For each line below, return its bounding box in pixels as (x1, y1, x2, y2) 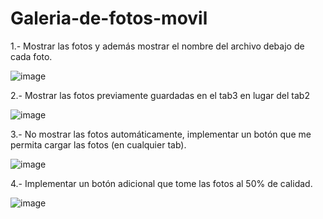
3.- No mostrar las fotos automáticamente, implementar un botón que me (10, 128, 312, 140)
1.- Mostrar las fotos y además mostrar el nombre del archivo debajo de (10, 40, 305, 52)
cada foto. (10, 50, 53, 62)
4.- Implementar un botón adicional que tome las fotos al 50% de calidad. (10, 177, 313, 189)
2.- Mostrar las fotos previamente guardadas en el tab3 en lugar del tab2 (10, 89, 310, 101)
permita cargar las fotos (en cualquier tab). (10, 138, 187, 151)
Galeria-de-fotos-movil (10, 7, 208, 30)
